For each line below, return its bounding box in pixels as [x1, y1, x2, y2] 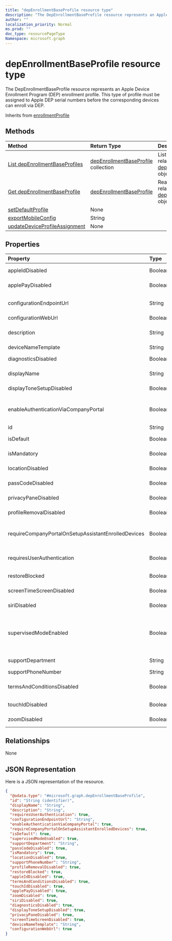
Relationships [5, 736, 50, 745]
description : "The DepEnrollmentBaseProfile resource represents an [5, 12, 155, 17]
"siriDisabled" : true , [10, 898, 58, 903]
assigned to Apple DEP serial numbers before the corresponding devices [5, 97, 159, 103]
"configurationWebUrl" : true [10, 927, 72, 932]
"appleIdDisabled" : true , [10, 874, 66, 879]
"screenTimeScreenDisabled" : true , [10, 917, 86, 922]
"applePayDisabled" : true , [10, 888, 68, 894]
